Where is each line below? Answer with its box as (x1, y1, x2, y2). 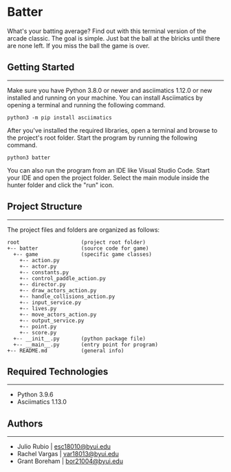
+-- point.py (19, 323, 57, 330)
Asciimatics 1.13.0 (16, 398, 67, 406)
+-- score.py (19, 329, 57, 336)
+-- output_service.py (19, 317, 85, 324)
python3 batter (7, 154, 51, 161)
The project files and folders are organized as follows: (7, 225, 160, 234)
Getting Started (7, 61, 75, 73)
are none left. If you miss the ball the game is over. (7, 41, 150, 50)
